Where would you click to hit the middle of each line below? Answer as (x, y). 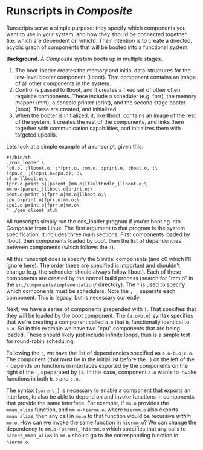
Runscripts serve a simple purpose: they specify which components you (96, 28)
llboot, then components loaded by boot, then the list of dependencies (94, 240)
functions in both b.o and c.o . (43, 378)
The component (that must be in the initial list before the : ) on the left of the (101, 359)
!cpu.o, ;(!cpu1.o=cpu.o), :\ (44, 173)
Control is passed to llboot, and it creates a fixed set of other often (98, 89)
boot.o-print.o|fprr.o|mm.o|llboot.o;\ (56, 194)
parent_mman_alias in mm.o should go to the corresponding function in (92, 435)
